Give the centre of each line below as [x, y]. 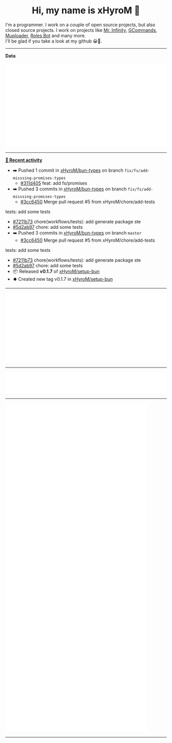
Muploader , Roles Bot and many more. [46, 35]
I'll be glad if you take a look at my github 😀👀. [54, 41]
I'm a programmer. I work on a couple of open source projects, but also [80, 25]
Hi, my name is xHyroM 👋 [86, 11]
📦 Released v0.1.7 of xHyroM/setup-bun [56, 271]
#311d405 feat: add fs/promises [54, 183]
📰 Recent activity [24, 160]
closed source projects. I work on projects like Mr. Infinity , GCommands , [81, 30]
